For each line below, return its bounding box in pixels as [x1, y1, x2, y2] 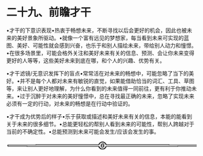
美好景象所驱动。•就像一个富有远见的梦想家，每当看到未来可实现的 [16, 34, 184, 41]
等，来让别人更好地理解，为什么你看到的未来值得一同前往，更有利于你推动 [6, 85, 192, 92]
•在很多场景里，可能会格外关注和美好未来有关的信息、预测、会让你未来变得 [6, 49, 195, 56]
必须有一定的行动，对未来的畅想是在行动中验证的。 [6, 100, 134, 107]
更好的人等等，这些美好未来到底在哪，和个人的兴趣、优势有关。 [6, 57, 165, 64]
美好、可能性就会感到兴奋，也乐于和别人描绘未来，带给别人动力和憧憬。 [16, 42, 197, 49]
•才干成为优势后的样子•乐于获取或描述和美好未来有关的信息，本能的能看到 [6, 112, 192, 120]
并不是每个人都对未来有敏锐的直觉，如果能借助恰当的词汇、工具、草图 [19, 77, 195, 85]
